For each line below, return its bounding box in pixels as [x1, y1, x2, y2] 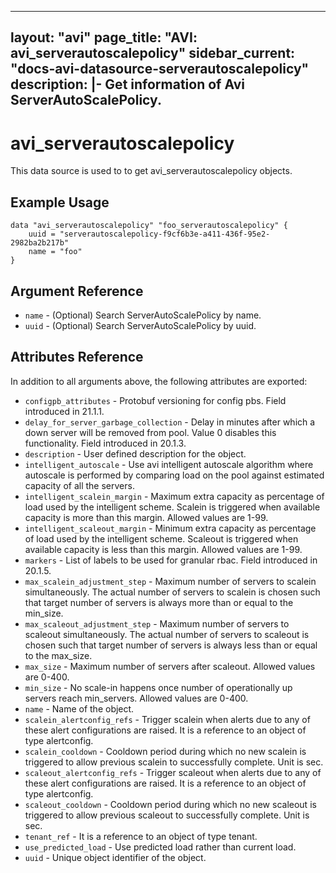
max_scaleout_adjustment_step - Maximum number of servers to [24, 617, 290, 630]
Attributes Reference [10, 349, 144, 366]
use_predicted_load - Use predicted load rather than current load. [24, 841, 297, 853]
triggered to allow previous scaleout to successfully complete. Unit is [24, 809, 310, 821]
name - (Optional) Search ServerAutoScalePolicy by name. [24, 309, 262, 321]
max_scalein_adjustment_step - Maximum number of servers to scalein [24, 575, 317, 587]
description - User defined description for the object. [24, 447, 247, 460]
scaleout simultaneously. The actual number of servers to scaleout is [24, 628, 310, 640]
